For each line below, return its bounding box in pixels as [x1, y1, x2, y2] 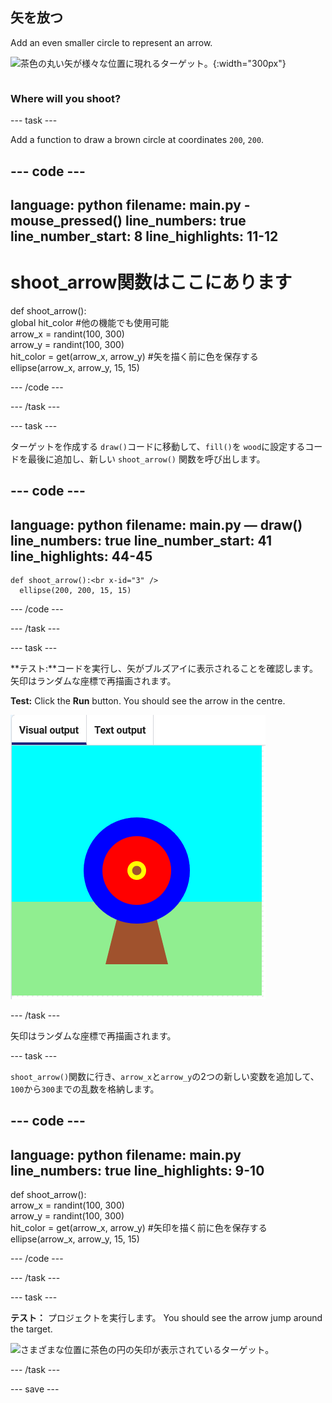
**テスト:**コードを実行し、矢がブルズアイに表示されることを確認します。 [10, 663, 318, 675]
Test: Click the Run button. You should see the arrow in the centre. [10, 695, 286, 707]
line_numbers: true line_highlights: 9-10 [10, 1162, 265, 1179]
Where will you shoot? [10, 91, 122, 105]
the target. [10, 1323, 53, 1335]
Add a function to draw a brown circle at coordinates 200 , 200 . [10, 134, 265, 146]
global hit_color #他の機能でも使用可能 [10, 316, 170, 328]
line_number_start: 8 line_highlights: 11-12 [10, 228, 279, 245]
